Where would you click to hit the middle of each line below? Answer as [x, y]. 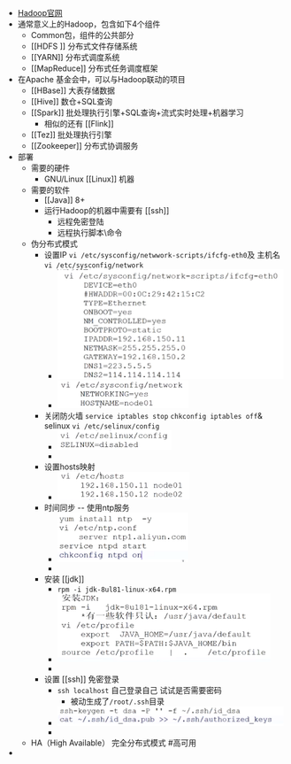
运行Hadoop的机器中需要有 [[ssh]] [107, 210]
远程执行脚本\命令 [90, 232]
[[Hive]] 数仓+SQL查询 [72, 101]
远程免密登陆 [80, 221]
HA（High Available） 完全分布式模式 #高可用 [114, 743]
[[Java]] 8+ [65, 200]
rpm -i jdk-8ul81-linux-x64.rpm [117, 590]
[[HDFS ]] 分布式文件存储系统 [84, 46]
